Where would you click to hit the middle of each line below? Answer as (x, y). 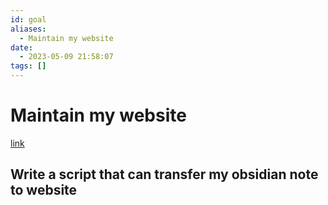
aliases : (28, 29)
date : (21, 47)
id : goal (28, 19)
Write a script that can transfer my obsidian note (164, 174)
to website (44, 190)
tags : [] (28, 66)
